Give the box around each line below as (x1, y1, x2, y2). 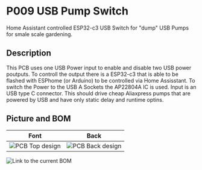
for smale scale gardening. (6, 30, 73, 37)
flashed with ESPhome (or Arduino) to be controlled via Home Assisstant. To (6, 77, 195, 84)
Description (6, 48, 51, 58)
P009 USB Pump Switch (6, 4, 128, 18)
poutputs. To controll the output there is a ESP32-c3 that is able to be (6, 71, 179, 78)
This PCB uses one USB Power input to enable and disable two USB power (6, 64, 192, 71)
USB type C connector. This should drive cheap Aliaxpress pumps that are (6, 89, 191, 97)
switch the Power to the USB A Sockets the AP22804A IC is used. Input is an (6, 83, 197, 90)
